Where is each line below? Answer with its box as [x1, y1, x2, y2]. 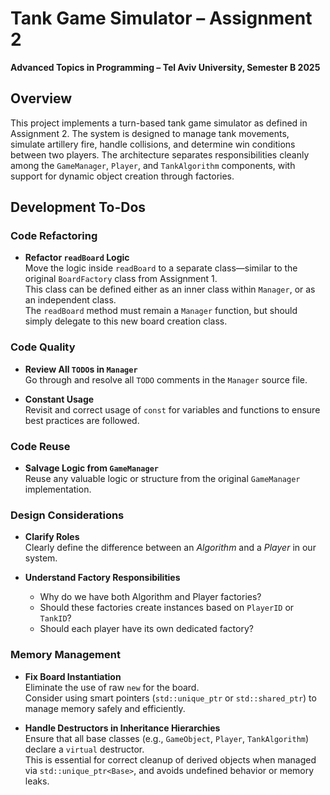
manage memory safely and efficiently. [24, 702, 186, 714]
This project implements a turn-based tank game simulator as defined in [10, 117, 308, 129]
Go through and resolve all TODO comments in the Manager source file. [24, 373, 308, 386]
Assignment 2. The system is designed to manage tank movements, [10, 127, 290, 139]
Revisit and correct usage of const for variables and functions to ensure [24, 403, 321, 416]
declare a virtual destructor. [24, 743, 145, 755]
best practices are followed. [24, 414, 140, 426]
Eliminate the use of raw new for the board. [24, 681, 200, 693]
